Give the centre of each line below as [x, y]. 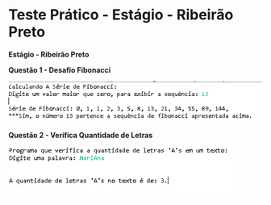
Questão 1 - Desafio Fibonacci [60, 69]
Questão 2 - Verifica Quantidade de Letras [81, 135]
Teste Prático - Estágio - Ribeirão [121, 15]
